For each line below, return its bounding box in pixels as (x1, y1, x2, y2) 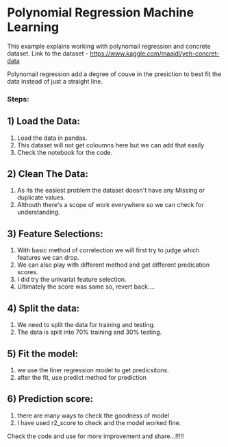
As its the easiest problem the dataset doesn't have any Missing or (16, 186, 205, 195)
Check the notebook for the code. (16, 148, 113, 156)
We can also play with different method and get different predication (16, 261, 210, 269)
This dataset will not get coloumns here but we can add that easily (16, 141, 205, 149)
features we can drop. (16, 254, 80, 262)
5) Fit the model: (7, 348, 79, 359)
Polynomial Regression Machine (7, 5, 194, 21)
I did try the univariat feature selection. (16, 276, 127, 284)
